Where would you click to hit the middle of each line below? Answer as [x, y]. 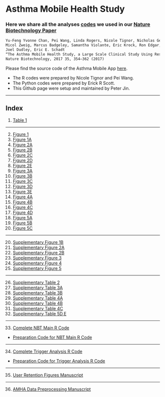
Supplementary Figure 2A [39, 247]
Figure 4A [23, 197]
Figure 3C [23, 181]
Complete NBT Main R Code [41, 328]
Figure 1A [22, 139]
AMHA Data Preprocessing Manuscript [52, 389]
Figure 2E [22, 165]
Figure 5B [22, 223]
